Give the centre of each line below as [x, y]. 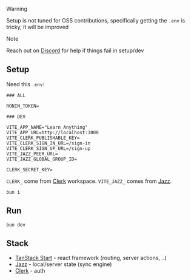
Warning [17, 9]
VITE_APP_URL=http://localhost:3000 [52, 132]
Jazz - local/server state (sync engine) [63, 264]
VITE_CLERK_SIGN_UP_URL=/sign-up [49, 148]
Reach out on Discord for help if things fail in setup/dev [75, 50]
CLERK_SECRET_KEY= [29, 169]
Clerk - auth [30, 271]
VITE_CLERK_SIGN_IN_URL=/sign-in [49, 143]
